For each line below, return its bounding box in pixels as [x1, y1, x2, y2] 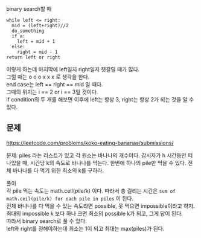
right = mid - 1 [17, 49, 59, 55]
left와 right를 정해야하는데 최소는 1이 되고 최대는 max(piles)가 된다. [6, 225, 165, 232]
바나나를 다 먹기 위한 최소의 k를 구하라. [12, 167, 104, 174]
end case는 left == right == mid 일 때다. [6, 81, 103, 88]
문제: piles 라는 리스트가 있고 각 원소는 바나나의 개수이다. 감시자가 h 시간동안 [6, 152, 187, 159]
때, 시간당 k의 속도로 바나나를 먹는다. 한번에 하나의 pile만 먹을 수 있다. [22, 159, 187, 166]
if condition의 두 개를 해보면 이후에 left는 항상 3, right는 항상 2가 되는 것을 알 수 [6, 96, 194, 103]
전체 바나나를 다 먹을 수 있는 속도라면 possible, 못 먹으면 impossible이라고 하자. [6, 202, 195, 210]
